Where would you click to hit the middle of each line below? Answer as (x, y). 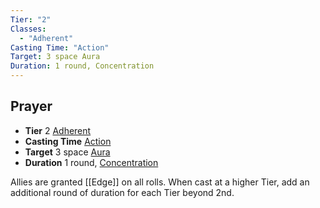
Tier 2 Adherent (58, 130)
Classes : (28, 29)
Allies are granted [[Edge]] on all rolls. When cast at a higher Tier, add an (160, 182)
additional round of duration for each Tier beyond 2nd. (122, 192)
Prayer (31, 106)
